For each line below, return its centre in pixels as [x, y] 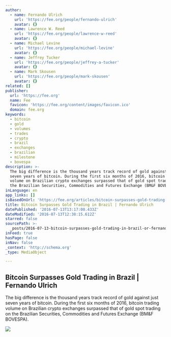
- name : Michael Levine [35, 43]
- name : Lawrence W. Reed [37, 29]
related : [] [18, 86]
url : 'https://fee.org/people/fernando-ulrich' [66, 19]
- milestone [23, 157]
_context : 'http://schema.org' [38, 247]
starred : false [21, 219]
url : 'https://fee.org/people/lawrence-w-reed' [66, 34]
